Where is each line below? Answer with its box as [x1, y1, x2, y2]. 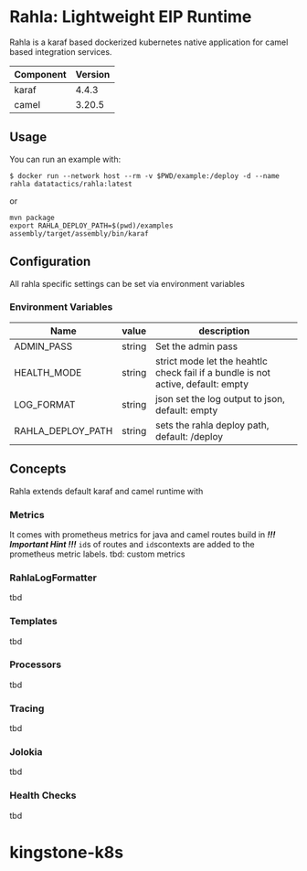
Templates [9, 615, 58, 628]
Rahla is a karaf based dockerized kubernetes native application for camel [9, 37, 289, 48]
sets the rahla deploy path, [154, 419, 270, 431]
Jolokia [9, 746, 43, 759]
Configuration [9, 254, 91, 270]
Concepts [9, 462, 67, 477]
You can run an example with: [9, 154, 122, 165]
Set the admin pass [154, 340, 238, 353]
